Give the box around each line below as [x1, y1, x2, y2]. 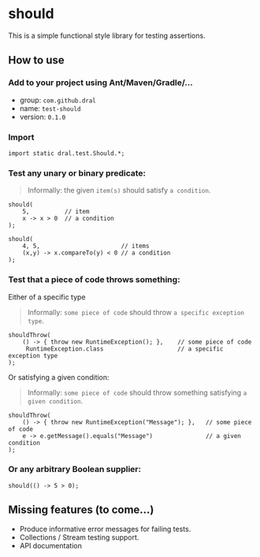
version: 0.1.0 [19, 112, 66, 121]
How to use [8, 54, 65, 67]
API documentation [19, 540, 83, 550]
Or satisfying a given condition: [8, 372, 110, 382]
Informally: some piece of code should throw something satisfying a [27, 388, 247, 397]
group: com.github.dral [19, 95, 97, 105]
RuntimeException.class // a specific [25, 344, 224, 353]
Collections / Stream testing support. [19, 533, 139, 542]
